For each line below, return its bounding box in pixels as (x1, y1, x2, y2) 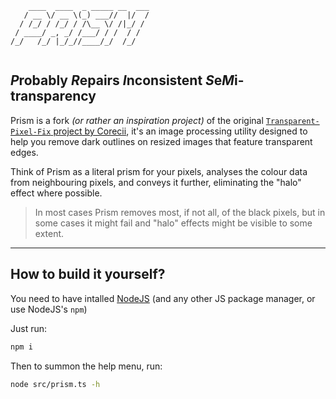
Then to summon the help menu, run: (10, 360, 163, 372)
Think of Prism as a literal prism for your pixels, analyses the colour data (10, 165, 308, 177)
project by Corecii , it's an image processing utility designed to (53, 125, 308, 137)
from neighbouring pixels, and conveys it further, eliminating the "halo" (10, 176, 302, 188)
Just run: (10, 322, 48, 334)
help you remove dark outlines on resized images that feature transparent (10, 135, 313, 147)
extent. (34, 227, 65, 239)
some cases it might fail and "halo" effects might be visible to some (34, 217, 313, 229)
